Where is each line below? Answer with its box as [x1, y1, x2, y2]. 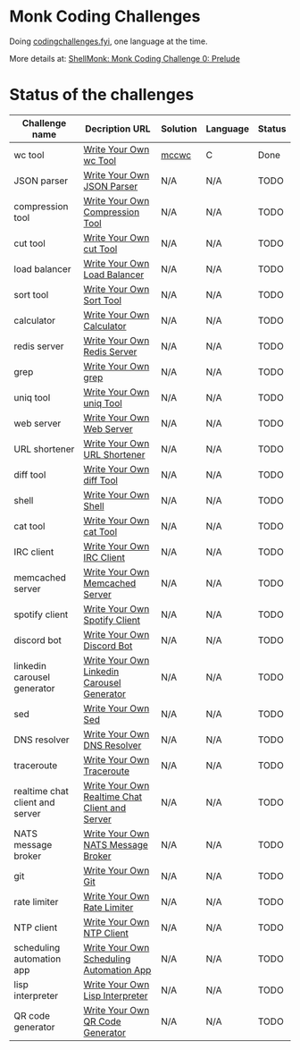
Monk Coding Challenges [9, 6, 201, 27]
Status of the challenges [9, 85, 195, 105]
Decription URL [84, 123, 151, 135]
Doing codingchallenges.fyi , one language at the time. [9, 36, 208, 47]
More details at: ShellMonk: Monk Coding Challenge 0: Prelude [9, 53, 241, 64]
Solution [160, 123, 198, 135]
